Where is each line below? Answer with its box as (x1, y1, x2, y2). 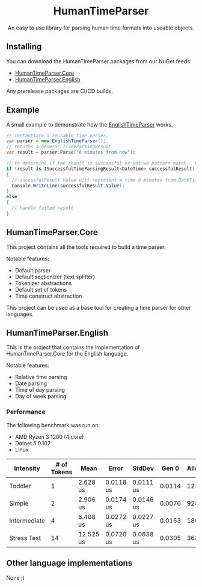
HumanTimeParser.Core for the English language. (6, 350, 129, 357)
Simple (9, 499, 29, 507)
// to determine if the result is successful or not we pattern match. (6, 160, 189, 166)
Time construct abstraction (14, 292, 82, 300)
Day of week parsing (14, 393, 67, 400)
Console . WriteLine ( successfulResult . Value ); (11, 183, 125, 189)
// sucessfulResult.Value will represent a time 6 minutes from (11, 177, 176, 183)
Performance (6, 408, 46, 416)
